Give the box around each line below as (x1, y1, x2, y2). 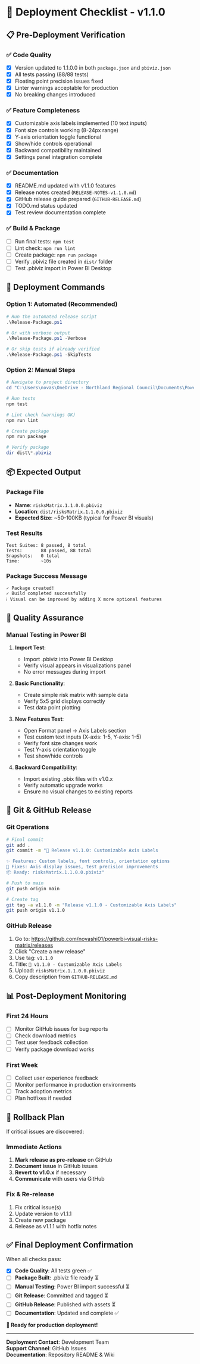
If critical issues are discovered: (6, 1128, 85, 1135)
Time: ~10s (6, 558, 52, 564)
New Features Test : (14, 715, 64, 722)
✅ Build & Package (6, 224, 61, 233)
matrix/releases (14, 941, 54, 949)
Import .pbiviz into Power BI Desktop (23, 656, 114, 663)
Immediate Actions (6, 1143, 62, 1151)
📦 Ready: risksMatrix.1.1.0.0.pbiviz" (6, 869, 105, 875)
